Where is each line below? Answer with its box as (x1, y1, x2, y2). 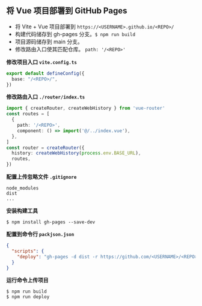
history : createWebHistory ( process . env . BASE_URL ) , (11, 150, 141, 156)
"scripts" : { (11, 248, 44, 254)
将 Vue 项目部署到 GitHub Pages (6, 5, 127, 16)
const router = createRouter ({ (6, 144, 85, 151)
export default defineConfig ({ (6, 70, 85, 77)
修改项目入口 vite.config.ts (6, 58, 77, 65)
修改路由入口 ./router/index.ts (6, 93, 85, 101)
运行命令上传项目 (6, 276, 49, 284)
